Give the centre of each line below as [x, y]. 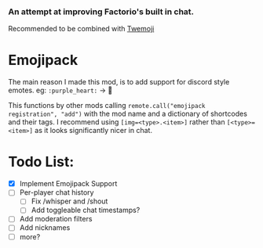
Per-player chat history [57, 192]
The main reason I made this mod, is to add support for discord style [119, 82]
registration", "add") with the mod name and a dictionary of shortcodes [128, 114]
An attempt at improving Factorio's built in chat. [101, 12]
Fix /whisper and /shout [69, 201]
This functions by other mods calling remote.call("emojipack [107, 106]
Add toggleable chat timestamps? [86, 210]
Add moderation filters [56, 219]
